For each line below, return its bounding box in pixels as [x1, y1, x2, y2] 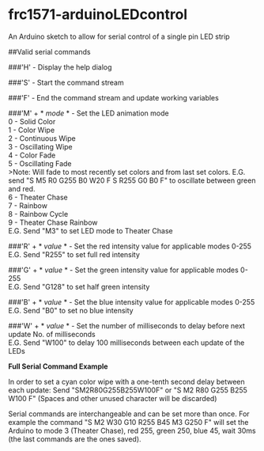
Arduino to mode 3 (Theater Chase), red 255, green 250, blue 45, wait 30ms [8, 426, 257, 435]
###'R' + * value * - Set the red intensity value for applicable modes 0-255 [8, 241, 251, 251]
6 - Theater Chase [8, 192, 69, 202]
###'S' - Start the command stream [8, 78, 124, 87]
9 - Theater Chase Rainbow [8, 218, 98, 227]
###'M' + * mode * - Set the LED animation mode [8, 108, 169, 118]
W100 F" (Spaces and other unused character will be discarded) [8, 393, 217, 403]
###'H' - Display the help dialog [8, 62, 112, 72]
